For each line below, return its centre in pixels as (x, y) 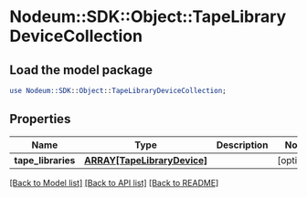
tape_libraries (45, 160)
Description (242, 145)
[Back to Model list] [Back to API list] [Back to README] (114, 182)
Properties (40, 119)
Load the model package (81, 70)
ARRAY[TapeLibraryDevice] (146, 160)
